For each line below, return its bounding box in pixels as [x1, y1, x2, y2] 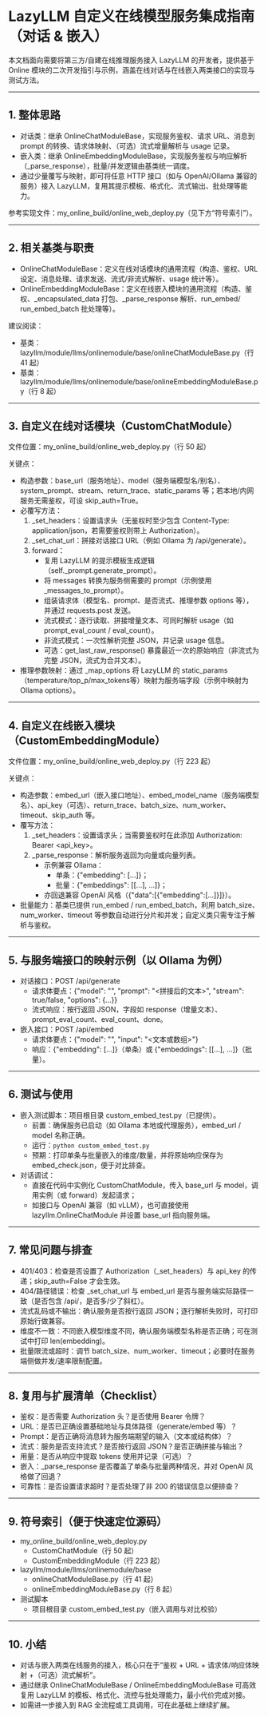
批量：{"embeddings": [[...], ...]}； [55, 880, 167, 890]
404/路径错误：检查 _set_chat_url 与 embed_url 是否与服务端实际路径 [19, 1286, 247, 1295]
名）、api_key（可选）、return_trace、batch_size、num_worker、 [19, 801, 231, 810]
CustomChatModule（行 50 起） [31, 1546, 138, 1556]
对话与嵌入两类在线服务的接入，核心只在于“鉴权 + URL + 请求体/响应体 [19, 1660, 253, 1670]
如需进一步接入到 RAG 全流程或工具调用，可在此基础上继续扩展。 [19, 1700, 235, 1710]
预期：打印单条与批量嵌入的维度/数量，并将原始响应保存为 [31, 1150, 223, 1159]
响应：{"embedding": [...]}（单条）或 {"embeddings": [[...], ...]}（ [31, 1044, 246, 1054]
